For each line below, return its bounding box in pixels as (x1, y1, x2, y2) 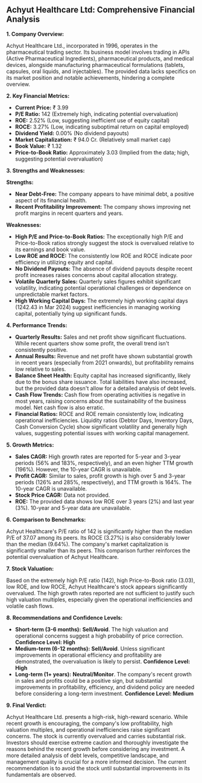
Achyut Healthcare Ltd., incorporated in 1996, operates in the (6, 42, 158, 49)
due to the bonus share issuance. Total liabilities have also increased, (14, 378, 188, 385)
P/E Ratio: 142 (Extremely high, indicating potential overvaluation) (14, 110, 178, 117)
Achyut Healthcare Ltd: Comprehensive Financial (6, 5, 195, 15)
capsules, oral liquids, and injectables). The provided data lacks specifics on (6, 68, 196, 75)
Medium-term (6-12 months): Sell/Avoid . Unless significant (14, 645, 165, 652)
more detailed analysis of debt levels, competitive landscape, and (6, 752, 169, 759)
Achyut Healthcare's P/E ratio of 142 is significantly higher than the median (6, 528, 193, 535)
